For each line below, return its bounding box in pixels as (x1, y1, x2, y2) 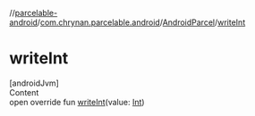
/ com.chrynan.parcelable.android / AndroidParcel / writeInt (37, 17, 246, 28)
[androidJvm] (9, 78, 60, 88)
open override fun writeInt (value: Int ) (9, 96, 145, 107)
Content (9, 87, 39, 97)
